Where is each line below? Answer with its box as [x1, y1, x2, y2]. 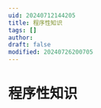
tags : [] [8, 26, 37, 34]
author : [8, 33, 34, 42]
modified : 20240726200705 [8, 48, 93, 56]
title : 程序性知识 [8, 19, 63, 27]
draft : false [8, 41, 51, 49]
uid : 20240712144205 [8, 11, 77, 20]
